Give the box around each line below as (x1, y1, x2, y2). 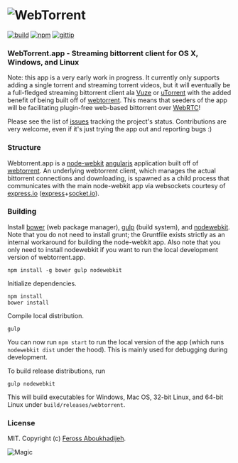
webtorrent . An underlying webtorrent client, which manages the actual (7, 166, 217, 175)
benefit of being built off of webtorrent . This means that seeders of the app (7, 96, 227, 104)
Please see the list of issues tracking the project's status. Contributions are (7, 117, 227, 126)
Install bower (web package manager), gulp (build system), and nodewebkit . (7, 222, 231, 231)
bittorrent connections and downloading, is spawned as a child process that (7, 174, 229, 183)
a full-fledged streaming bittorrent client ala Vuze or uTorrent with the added (7, 89, 232, 97)
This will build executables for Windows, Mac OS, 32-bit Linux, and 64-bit (7, 393, 224, 401)
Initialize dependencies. (7, 279, 77, 288)
